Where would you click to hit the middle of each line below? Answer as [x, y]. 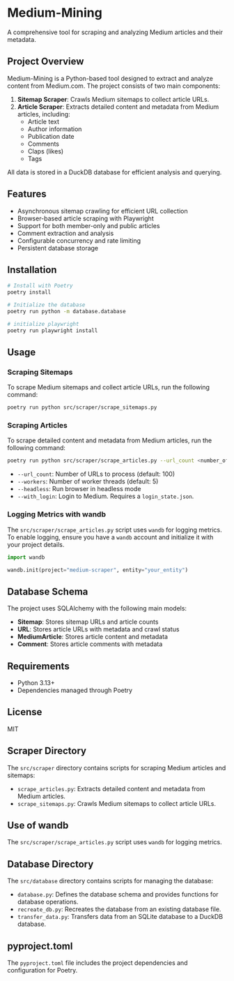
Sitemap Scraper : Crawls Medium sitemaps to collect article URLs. [113, 99]
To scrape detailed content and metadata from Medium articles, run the [110, 440]
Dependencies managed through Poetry [75, 690]
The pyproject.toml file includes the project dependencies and [97, 963]
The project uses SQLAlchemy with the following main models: [97, 608]
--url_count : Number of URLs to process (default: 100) [96, 474]
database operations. [48, 902]
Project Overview [46, 62]
